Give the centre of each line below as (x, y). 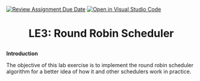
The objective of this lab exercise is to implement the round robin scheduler (100, 65)
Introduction (22, 53)
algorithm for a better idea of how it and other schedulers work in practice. (99, 71)
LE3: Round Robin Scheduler (101, 34)
